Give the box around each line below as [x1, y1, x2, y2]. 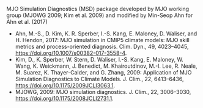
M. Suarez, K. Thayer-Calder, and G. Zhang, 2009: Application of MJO [15, 69, 192, 76]
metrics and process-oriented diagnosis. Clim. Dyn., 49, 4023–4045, [15, 43, 189, 50]
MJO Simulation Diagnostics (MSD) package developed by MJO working [6, 5, 190, 12]
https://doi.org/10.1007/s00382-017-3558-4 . [15, 49, 127, 57]
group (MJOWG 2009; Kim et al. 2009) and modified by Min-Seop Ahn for [6, 12, 193, 19]
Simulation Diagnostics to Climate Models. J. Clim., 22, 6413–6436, [15, 76, 185, 82]
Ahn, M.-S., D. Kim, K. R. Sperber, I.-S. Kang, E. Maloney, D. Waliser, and [15, 30, 197, 37]
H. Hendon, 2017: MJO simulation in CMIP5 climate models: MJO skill [15, 37, 190, 43]
